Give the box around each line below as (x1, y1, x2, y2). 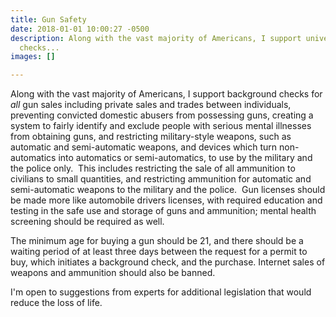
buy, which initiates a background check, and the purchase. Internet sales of (10, 256, 326, 268)
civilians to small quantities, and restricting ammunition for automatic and (10, 173, 312, 185)
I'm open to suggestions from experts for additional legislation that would (10, 286, 312, 298)
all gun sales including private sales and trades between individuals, (10, 99, 292, 111)
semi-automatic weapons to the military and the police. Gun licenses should (10, 184, 326, 196)
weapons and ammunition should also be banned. (10, 267, 216, 279)
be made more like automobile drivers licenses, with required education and (10, 194, 323, 206)
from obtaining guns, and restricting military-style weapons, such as (10, 131, 292, 143)
